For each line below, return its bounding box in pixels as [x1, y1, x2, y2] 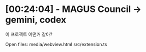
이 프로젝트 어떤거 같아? [5, 31, 52, 37]
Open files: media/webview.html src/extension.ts [5, 41, 107, 47]
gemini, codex [5, 14, 67, 25]
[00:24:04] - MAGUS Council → [5, 3, 141, 15]
